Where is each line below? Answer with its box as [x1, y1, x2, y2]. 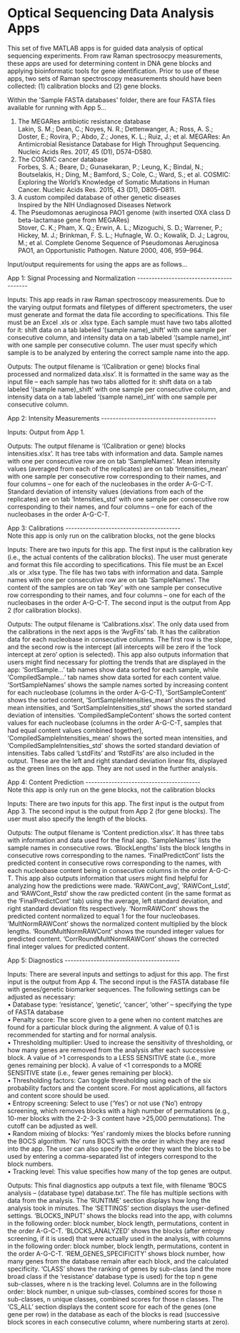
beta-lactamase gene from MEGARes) [17, 216, 130, 224]
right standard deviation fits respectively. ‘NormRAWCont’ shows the [7, 904, 209, 912]
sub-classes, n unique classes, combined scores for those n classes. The [7, 1294, 224, 1303]
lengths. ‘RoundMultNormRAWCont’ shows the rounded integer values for [7, 927, 225, 935]
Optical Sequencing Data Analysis [7, 5, 214, 21]
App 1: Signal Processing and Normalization [7, 274, 136, 282]
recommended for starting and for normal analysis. [7, 1030, 157, 1039]
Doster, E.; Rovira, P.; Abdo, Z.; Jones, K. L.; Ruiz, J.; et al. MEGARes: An [17, 132, 231, 141]
